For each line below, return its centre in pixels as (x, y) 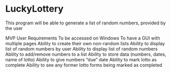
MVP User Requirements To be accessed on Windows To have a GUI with (83, 38)
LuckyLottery (35, 9)
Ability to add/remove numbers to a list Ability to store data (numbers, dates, (86, 54)
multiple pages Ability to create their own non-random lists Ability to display (85, 43)
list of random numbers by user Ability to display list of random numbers (81, 49)
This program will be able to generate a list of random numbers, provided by (85, 23)
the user (14, 28)
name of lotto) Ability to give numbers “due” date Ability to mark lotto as (81, 59)
